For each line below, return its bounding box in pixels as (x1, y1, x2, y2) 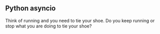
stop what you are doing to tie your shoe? (5, 23, 92, 29)
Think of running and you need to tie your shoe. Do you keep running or (5, 17, 155, 23)
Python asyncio (5, 4, 56, 13)
